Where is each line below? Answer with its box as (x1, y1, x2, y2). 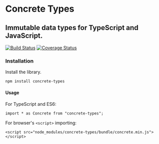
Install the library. (5, 69, 42, 75)
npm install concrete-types (5, 79, 65, 84)
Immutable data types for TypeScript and (5, 23, 139, 32)
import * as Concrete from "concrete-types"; (5, 110, 103, 116)
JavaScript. (5, 31, 43, 40)
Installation (5, 57, 34, 64)
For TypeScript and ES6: (5, 101, 57, 107)
